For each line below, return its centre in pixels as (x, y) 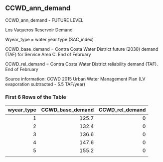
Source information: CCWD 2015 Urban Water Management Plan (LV (75, 79)
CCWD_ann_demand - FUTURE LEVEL (44, 20)
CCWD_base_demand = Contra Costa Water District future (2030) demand (82, 49)
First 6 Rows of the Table (36, 97)
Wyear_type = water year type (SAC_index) (49, 39)
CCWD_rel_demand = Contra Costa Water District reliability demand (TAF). (81, 64)
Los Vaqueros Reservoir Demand (39, 30)
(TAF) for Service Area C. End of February (48, 54)
